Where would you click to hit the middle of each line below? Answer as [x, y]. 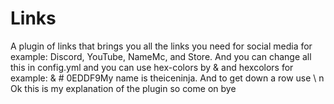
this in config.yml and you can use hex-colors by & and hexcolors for [152, 67]
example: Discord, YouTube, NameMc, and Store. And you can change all [161, 56]
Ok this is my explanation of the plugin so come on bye [123, 88]
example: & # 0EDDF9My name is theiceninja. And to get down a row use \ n [167, 78]
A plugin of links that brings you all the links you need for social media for [161, 46]
